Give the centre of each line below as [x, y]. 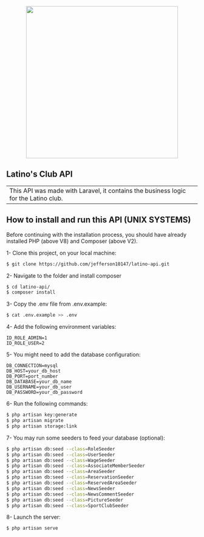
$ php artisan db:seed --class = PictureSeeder [65, 500]
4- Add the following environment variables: [61, 327]
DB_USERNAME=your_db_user [39, 387]
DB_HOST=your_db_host [34, 371]
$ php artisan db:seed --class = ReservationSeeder [70, 477]
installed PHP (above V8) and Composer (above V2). [72, 241]
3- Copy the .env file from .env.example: [57, 304]
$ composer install [31, 292]
